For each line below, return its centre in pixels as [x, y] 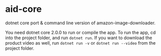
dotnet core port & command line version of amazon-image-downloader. [80, 23]
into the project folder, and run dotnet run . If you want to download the [79, 38]
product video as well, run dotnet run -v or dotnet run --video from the [80, 43]
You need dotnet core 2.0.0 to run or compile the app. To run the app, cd [80, 32]
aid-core [23, 9]
